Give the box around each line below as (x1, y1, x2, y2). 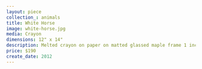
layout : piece (6, 8, 42, 15)
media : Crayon (6, 31, 42, 37)
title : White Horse (6, 20, 55, 26)
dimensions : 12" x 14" (6, 37, 63, 43)
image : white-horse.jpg (6, 25, 66, 32)
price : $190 (6, 48, 36, 54)
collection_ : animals (6, 14, 61, 20)
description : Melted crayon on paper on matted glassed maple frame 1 (6, 43, 187, 49)
